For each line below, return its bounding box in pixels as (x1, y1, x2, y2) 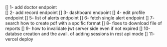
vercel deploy (5, 36, 34, 42)
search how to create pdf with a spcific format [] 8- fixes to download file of (5, 20, 162, 26)
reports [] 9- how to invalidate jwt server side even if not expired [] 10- (5, 25, 150, 31)
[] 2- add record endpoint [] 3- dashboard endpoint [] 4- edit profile (5, 9, 145, 15)
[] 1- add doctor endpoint (5, 4, 57, 10)
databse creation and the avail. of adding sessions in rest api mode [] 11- (5, 31, 155, 36)
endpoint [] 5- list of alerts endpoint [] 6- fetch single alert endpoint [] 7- (5, 15, 155, 20)
